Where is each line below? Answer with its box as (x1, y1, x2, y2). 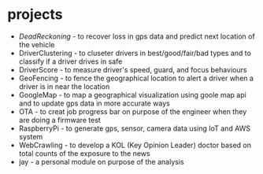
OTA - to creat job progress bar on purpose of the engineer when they (18, 106, 247, 116)
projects (7, 6, 64, 24)
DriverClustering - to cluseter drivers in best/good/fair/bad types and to (18, 48, 251, 57)
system (18, 131, 43, 141)
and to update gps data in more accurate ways (18, 98, 170, 108)
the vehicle (18, 39, 55, 49)
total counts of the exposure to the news (18, 148, 150, 158)
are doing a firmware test (18, 115, 102, 124)
